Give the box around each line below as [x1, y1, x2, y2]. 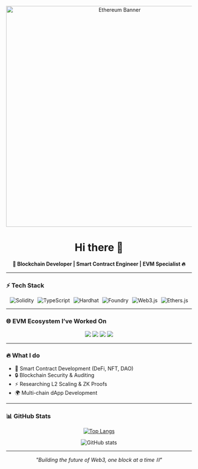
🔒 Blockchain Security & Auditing [14, 371, 95, 378]
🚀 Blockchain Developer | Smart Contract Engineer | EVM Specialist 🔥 [12, 260, 186, 267]
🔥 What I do [6, 351, 40, 359]
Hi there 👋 [74, 241, 124, 255]
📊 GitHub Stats [6, 412, 51, 420]
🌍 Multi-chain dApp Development [14, 389, 98, 396]
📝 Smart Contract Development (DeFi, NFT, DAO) [14, 365, 134, 372]
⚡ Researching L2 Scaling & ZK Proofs [14, 380, 107, 387]
